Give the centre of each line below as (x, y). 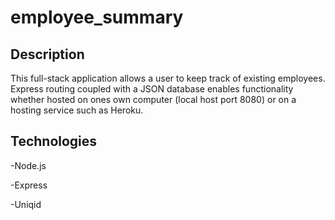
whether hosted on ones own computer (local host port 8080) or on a (153, 99)
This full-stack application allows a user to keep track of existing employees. (168, 78)
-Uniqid (26, 204)
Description (47, 54)
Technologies (54, 141)
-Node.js (28, 165)
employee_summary (97, 17)
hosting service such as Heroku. (77, 110)
